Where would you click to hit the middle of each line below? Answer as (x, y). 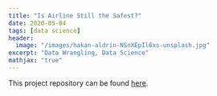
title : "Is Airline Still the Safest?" (75, 16)
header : (21, 38)
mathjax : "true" (35, 61)
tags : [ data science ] (45, 30)
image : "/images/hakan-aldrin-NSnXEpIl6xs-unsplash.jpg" (113, 46)
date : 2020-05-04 (37, 23)
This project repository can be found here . (78, 83)
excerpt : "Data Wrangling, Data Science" (79, 53)
